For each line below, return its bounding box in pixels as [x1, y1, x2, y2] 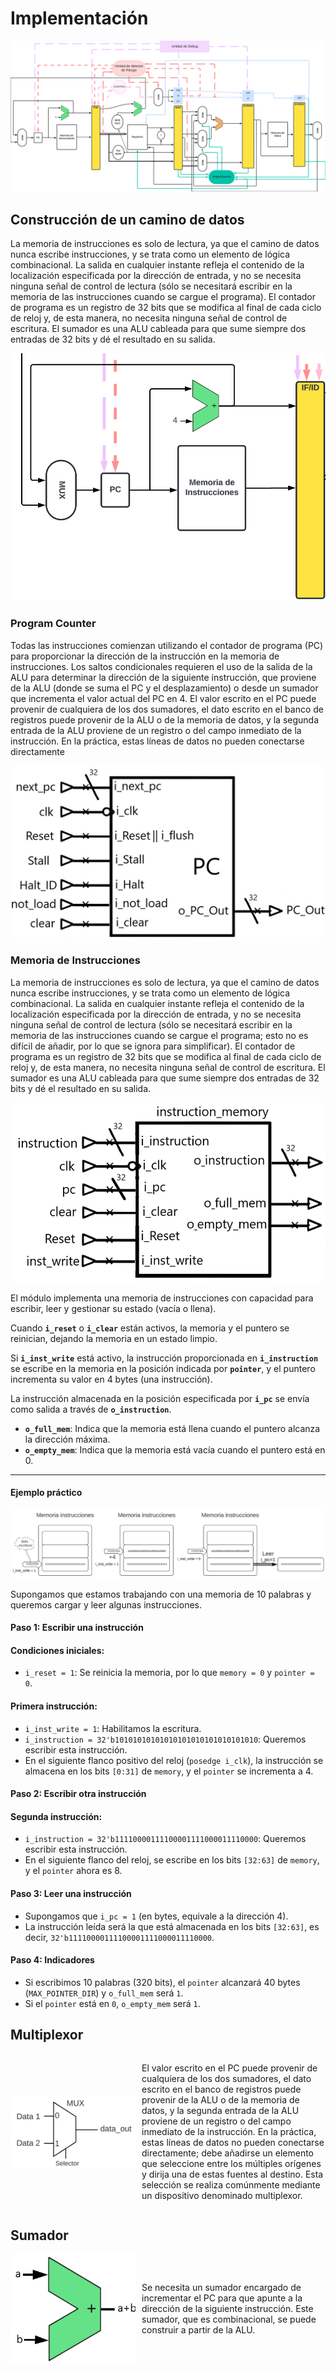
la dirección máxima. [24, 1433, 111, 1445]
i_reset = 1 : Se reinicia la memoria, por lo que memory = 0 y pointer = [24, 1667, 315, 1679]
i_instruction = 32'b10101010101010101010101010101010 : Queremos [24, 1733, 307, 1745]
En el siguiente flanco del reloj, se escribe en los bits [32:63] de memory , [24, 1854, 320, 1866]
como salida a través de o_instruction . [10, 1403, 172, 1415]
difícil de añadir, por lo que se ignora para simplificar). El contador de [10, 1040, 296, 1052]
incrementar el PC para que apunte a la [141, 2292, 303, 2304]
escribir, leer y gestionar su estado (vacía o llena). [10, 1302, 217, 1314]
